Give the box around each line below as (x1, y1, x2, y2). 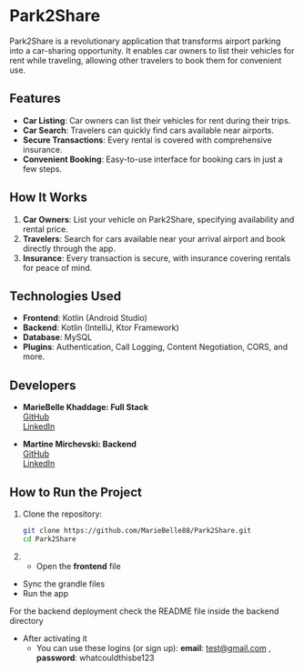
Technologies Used (9, 288, 121, 304)
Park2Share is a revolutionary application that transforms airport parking (9, 35, 281, 46)
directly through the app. (22, 243, 117, 254)
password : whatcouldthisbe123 (35, 652, 155, 663)
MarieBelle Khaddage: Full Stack (22, 402, 148, 413)
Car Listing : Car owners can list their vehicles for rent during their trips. (22, 115, 291, 125)
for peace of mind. (22, 262, 93, 273)
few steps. (22, 163, 62, 174)
